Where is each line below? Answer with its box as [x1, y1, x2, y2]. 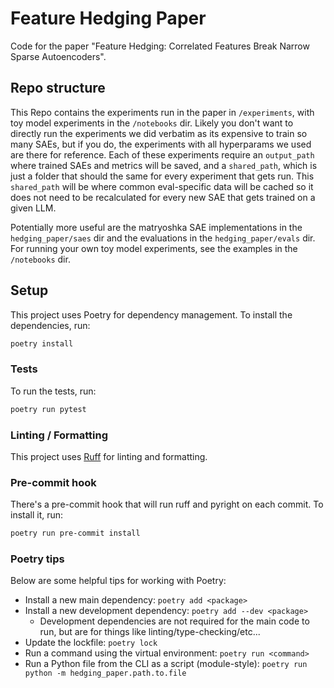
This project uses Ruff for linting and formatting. [10, 450, 208, 462]
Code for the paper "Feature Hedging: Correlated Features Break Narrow [10, 40, 310, 52]
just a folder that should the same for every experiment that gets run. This [10, 170, 315, 182]
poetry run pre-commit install [10, 528, 141, 539]
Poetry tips [10, 552, 65, 566]
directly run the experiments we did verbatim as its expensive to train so [10, 127, 308, 139]
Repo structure [10, 80, 106, 97]
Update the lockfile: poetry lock [24, 637, 158, 649]
